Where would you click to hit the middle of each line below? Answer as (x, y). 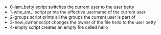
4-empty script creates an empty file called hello (59, 27)
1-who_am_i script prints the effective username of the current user (78, 12)
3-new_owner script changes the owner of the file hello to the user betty (83, 22)
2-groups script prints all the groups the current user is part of (73, 17)
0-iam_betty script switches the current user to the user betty (72, 7)
